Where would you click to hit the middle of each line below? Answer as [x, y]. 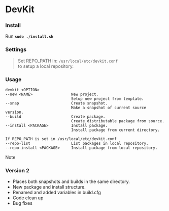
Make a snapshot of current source [108, 108]
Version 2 [17, 170]
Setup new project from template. [107, 99]
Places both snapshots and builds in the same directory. [71, 181]
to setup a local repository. [45, 66]
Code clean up [28, 198]
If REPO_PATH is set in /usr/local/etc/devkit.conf [61, 139]
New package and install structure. [49, 187]
